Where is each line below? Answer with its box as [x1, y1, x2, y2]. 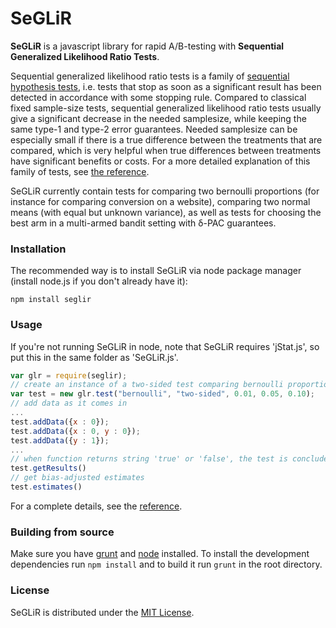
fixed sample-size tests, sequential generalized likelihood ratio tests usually [10, 102, 322, 114]
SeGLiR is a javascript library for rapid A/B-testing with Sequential [10, 40, 285, 52]
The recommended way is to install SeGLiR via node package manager [10, 265, 302, 277]
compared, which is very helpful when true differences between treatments [10, 144, 322, 156]
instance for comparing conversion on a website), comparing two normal [10, 195, 311, 207]
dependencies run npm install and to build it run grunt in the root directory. [10, 558, 323, 571]
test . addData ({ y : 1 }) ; [10, 435, 110, 446]
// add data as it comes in [10, 398, 128, 409]
